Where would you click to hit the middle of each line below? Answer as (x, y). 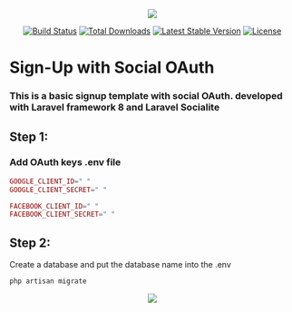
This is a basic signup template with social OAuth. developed (146, 96)
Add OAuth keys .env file (65, 162)
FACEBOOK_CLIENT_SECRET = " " (63, 214)
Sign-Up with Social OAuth (112, 68)
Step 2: (30, 243)
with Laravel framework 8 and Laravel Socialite (115, 107)
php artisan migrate (49, 281)
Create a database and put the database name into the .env (120, 265)
